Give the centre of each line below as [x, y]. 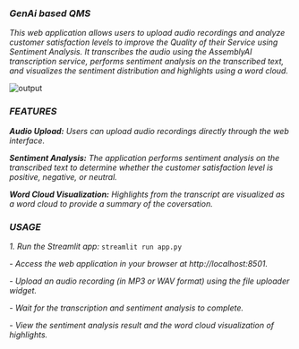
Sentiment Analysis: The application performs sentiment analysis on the [145, 157]
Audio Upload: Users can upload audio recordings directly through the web [149, 131]
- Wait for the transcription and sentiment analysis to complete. [127, 308]
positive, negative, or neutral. [64, 176]
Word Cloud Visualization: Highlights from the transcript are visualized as [147, 194]
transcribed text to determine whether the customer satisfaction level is [141, 167]
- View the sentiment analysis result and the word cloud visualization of [142, 325]
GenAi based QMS [50, 13]
